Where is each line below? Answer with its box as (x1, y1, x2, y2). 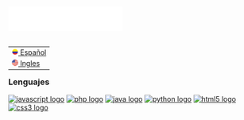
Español (19, 47, 47, 57)
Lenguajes (8, 76, 50, 87)
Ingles (19, 59, 41, 68)
